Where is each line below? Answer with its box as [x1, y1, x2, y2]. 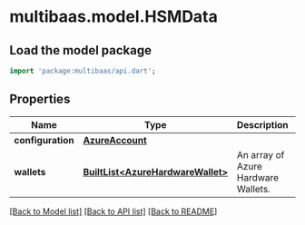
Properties [9, 92, 71, 107]
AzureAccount [83, 133, 147, 146]
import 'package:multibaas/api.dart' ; [9, 66, 156, 75]
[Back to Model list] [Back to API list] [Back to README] [9, 206, 218, 217]
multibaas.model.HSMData [9, 6, 218, 27]
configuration [14, 133, 74, 146]
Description [236, 118, 289, 131]
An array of [236, 148, 285, 161]
